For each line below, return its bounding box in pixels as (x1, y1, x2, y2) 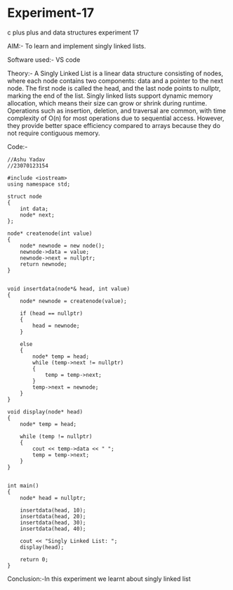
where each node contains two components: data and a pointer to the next (7, 76, 223, 85)
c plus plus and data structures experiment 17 (7, 28, 139, 37)
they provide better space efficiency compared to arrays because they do (7, 121, 221, 129)
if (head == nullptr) (20, 309, 83, 317)
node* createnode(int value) (7, 230, 93, 237)
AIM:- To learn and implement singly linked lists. (7, 41, 146, 50)
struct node (7, 193, 42, 200)
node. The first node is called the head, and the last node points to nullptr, (7, 84, 221, 92)
